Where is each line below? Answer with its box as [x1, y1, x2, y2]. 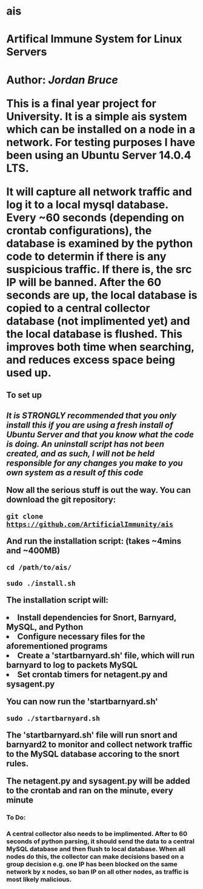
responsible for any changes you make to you [6, 458, 183, 469]
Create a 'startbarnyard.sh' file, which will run [17, 650, 195, 661]
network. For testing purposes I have [6, 135, 196, 149]
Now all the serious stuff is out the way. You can [6, 485, 191, 495]
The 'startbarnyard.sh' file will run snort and [6, 730, 178, 741]
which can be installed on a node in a [6, 122, 196, 136]
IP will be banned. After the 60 [6, 275, 162, 289]
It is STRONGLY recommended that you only [6, 411, 177, 421]
